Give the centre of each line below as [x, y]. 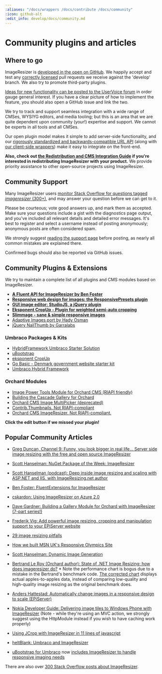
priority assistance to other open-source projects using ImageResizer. [74, 167]
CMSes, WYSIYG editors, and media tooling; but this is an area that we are [79, 117]
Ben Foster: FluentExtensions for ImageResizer [59, 488]
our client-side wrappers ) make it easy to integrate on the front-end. [73, 147]
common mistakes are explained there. [44, 243]
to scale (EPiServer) [32, 599]
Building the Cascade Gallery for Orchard [53, 397]
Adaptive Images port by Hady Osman [50, 320]
